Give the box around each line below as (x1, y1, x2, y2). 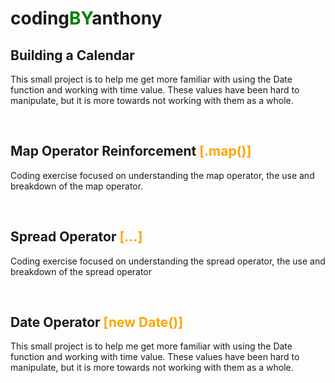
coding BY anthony (10, 7, 163, 30)
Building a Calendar (10, 47, 135, 64)
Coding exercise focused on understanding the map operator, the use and (10, 169, 315, 181)
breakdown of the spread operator (10, 265, 153, 277)
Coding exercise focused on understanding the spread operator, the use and (10, 255, 326, 267)
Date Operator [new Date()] (10, 314, 184, 331)
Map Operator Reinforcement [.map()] (10, 143, 252, 160)
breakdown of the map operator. (10, 180, 144, 192)
